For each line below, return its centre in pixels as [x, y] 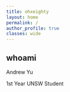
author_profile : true [33, 28]
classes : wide [24, 34]
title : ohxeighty [28, 12]
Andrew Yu [20, 72]
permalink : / [22, 23]
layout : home [22, 17]
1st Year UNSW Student [35, 83]
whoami [21, 58]
